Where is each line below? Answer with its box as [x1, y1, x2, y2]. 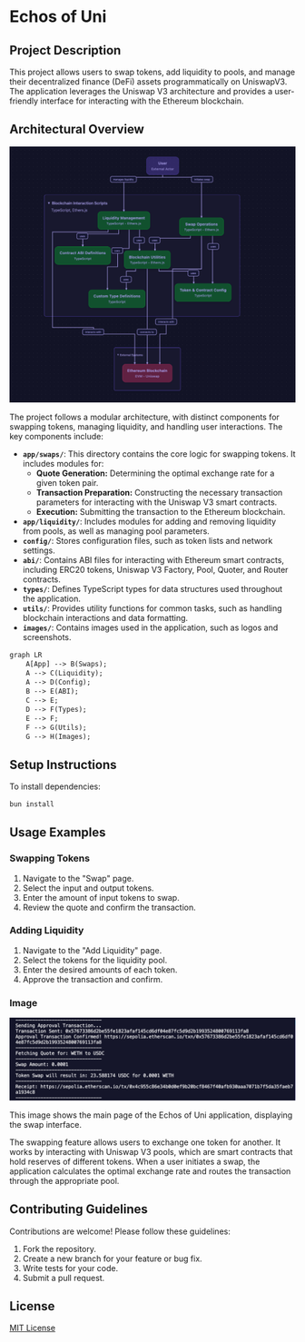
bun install [9, 799, 54, 809]
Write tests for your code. [22, 1262, 119, 1273]
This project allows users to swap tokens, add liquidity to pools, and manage [9, 66, 296, 77]
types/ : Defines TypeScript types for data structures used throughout [22, 584, 283, 595]
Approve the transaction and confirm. [22, 973, 163, 984]
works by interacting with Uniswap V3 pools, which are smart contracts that [9, 1146, 293, 1157]
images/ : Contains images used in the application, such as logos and [22, 622, 279, 633]
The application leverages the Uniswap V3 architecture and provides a [9, 86, 273, 96]
